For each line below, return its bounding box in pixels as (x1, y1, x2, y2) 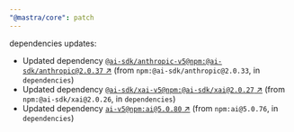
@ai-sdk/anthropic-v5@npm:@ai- (104, 57, 223, 66)
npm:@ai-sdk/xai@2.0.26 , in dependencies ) (22, 93, 176, 104)
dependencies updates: (9, 38, 97, 48)
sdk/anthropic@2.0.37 (22, 66, 103, 75)
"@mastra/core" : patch (9, 13, 94, 22)
